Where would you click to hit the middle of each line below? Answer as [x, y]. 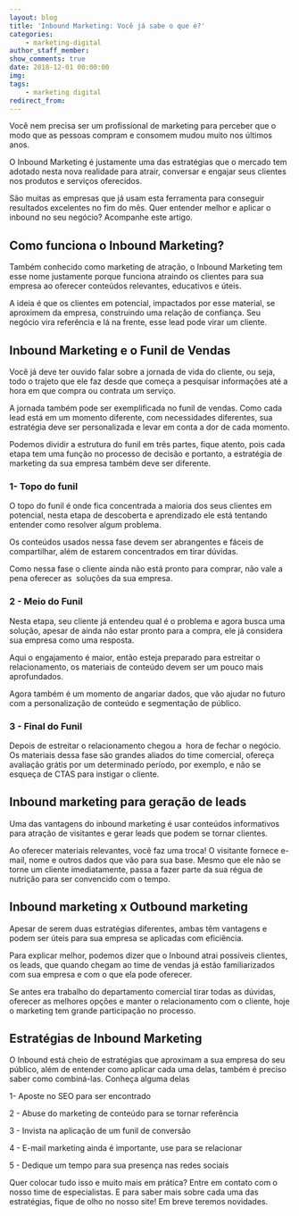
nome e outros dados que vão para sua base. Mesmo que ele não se [154, 860]
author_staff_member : [50, 51]
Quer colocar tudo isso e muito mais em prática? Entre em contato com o [144, 1183]
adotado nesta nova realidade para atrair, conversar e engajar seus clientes [148, 171]
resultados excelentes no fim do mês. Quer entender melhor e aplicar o [140, 208]
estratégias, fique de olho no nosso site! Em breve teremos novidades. [139, 1202]
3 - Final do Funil [46, 726]
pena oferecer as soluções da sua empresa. [91, 579]
